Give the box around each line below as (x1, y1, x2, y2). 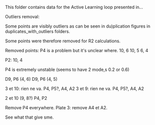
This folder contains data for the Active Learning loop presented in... (5, 4, 143, 10)
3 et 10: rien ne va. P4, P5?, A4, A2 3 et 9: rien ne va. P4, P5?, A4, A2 (5, 86, 144, 92)
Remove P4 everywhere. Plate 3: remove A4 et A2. (5, 105, 108, 110)
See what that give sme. (5, 114, 54, 120)
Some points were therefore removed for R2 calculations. (5, 38, 121, 44)
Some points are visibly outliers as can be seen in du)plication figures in (5, 23, 151, 29)
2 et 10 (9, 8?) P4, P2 (5, 95, 48, 101)
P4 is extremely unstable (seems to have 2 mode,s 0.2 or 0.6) (5, 66, 129, 72)
